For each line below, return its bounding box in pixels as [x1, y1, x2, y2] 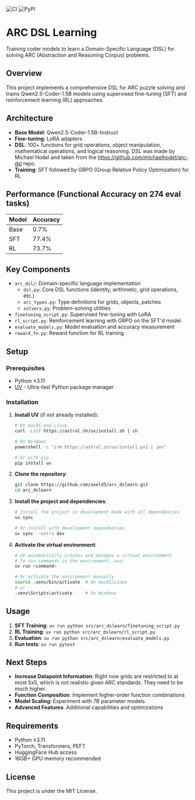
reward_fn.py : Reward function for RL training [14, 330, 124, 337]
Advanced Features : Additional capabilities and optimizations [14, 704, 163, 711]
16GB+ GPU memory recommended [14, 755, 101, 762]
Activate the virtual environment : [14, 541, 97, 548]
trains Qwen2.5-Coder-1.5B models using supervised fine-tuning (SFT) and [6, 90, 187, 97]
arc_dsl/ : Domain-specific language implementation [14, 280, 141, 287]
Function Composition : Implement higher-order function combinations [14, 691, 185, 698]
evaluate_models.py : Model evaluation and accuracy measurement [14, 323, 175, 330]
